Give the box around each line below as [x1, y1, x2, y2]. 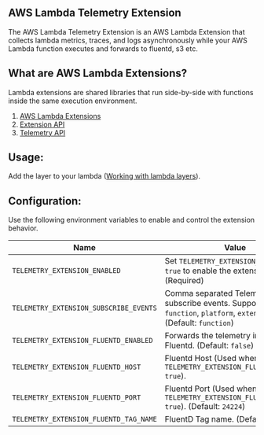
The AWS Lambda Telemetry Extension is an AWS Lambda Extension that [8, 27, 245, 36]
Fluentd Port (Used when [164, 383, 258, 394]
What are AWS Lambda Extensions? [8, 67, 188, 80]
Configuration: [8, 194, 82, 208]
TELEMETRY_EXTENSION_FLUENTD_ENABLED [12, 336, 153, 345]
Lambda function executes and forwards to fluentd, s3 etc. [8, 43, 198, 53]
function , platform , [164, 308, 236, 319]
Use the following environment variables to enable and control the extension [8, 216, 255, 225]
